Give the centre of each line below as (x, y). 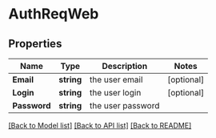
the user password (124, 106)
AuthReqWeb (54, 14)
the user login (115, 93)
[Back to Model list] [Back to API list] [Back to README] (100, 126)
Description (125, 66)
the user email (116, 79)
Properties (35, 44)
